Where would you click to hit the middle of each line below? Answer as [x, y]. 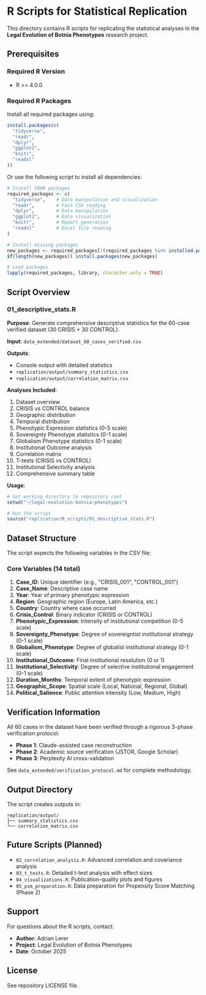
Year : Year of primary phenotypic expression [72, 595]
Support [23, 912]
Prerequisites [33, 54]
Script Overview [39, 292]
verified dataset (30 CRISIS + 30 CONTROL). [63, 329]
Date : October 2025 [41, 951]
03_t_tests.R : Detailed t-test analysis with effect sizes [84, 872]
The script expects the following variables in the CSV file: [79, 553]
